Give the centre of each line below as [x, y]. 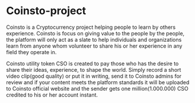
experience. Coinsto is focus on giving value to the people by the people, [95, 33]
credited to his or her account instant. [52, 95]
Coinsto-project [46, 11]
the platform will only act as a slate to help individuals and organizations [94, 39]
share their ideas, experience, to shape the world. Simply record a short [94, 69]
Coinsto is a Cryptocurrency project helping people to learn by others [91, 27]
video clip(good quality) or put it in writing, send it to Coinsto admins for [94, 76]
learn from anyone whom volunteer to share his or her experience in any [94, 46]
